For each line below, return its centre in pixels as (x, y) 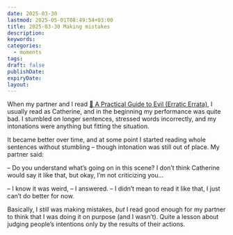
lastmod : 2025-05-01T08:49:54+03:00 (60, 20)
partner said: (25, 155)
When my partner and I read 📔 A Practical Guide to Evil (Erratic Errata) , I (110, 104)
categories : (24, 46)
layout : (18, 85)
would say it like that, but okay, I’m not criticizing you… (86, 175)
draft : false (26, 65)
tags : (15, 59)
